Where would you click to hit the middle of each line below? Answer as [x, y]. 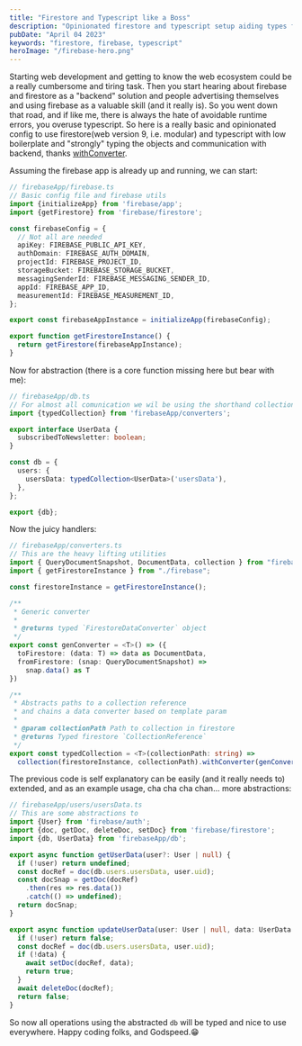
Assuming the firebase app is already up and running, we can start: [133, 171]
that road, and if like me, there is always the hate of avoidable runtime [138, 115]
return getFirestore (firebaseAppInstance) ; [100, 345]
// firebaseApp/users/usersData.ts [76, 805]
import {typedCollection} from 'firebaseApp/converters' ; [120, 413]
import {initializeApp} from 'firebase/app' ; [96, 203]
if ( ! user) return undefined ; [74, 863]
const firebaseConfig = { [58, 229]
